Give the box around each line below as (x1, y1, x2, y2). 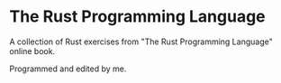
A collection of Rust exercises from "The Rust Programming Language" (9, 36, 273, 47)
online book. (9, 45, 56, 56)
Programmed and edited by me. (9, 63, 127, 74)
